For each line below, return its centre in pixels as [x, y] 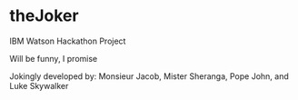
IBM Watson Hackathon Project [68, 41]
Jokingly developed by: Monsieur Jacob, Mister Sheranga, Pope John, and [149, 76]
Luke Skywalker [39, 85]
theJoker [44, 16]
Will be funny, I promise [54, 58]
